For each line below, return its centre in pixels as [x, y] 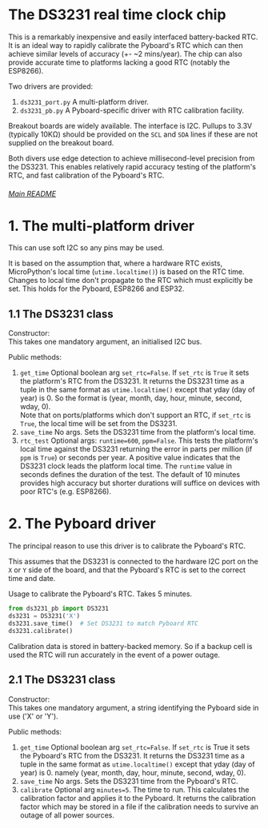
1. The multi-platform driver [102, 226]
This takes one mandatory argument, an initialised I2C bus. [105, 342]
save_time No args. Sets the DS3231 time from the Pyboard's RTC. [129, 781]
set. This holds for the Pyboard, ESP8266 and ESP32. [96, 289]
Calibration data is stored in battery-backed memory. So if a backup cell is [131, 646]
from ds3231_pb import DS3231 [59, 609]
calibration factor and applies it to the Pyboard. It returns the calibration [138, 798]
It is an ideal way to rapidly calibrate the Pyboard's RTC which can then [126, 45]
